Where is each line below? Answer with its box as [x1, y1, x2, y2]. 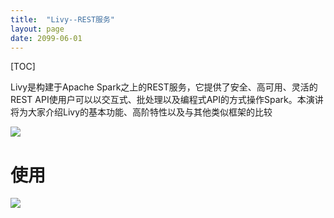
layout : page [10, 24, 65, 34]
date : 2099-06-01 [10, 33, 83, 43]
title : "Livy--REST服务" [10, 14, 115, 25]
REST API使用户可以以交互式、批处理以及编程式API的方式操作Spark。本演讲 [10, 94, 324, 106]
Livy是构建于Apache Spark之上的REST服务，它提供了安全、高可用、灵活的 [10, 81, 318, 93]
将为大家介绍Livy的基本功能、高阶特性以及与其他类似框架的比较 [10, 106, 273, 118]
